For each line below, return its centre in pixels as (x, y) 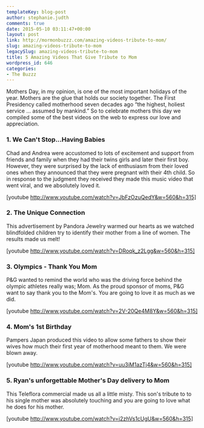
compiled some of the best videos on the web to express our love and (93, 118)
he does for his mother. (36, 407)
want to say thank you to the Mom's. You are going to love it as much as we (101, 293)
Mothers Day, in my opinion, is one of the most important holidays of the (97, 91)
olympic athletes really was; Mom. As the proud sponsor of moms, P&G (95, 286)
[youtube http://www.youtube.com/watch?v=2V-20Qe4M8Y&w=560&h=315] (102, 311)
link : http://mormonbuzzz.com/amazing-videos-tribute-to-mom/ (87, 40)
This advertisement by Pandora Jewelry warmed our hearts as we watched (100, 226)
